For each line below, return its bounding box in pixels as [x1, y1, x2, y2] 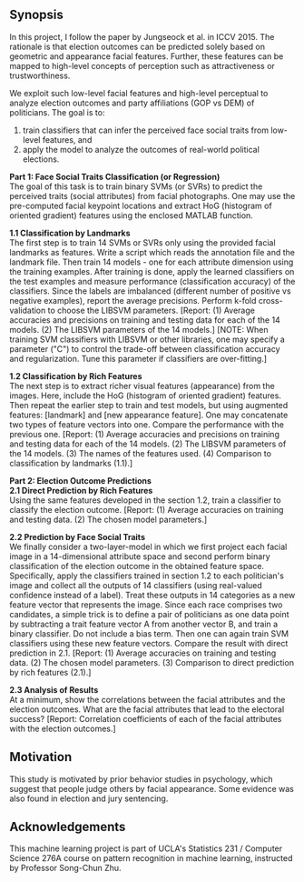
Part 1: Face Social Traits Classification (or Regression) [9, 171, 221, 182]
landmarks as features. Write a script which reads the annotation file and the [9, 246, 295, 257]
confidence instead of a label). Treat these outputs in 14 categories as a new [9, 589, 296, 600]
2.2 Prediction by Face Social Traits [9, 531, 145, 542]
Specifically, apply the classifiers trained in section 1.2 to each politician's [9, 570, 284, 581]
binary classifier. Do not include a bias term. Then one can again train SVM [9, 627, 289, 639]
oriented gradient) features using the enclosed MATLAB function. [9, 209, 254, 221]
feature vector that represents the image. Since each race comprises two [9, 599, 283, 610]
